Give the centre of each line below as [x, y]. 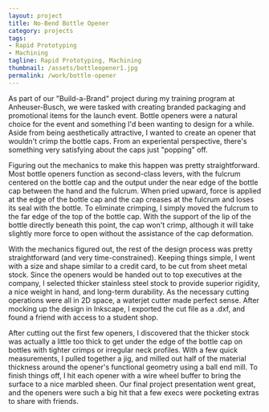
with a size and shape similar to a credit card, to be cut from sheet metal [128, 266]
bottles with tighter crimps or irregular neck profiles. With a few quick [123, 349]
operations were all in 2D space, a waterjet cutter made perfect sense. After [134, 300]
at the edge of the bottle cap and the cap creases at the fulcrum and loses [131, 199]
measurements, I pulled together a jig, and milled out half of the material [127, 358]
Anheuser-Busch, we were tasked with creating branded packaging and [127, 107]
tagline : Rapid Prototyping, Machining [75, 61]
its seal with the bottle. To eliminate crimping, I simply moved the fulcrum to [133, 208]
